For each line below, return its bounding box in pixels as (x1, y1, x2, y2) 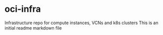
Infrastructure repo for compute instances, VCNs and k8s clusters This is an (4, 20, 159, 26)
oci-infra (4, 3, 41, 15)
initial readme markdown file (4, 25, 62, 31)
